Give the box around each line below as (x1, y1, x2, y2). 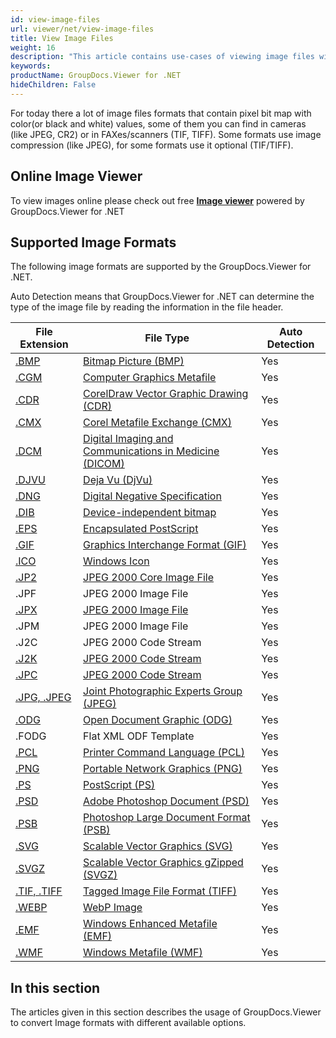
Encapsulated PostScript (83, 522, 199, 536)
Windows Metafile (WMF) (83, 946, 203, 960)
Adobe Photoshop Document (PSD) (83, 794, 250, 808)
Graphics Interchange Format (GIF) (83, 538, 247, 552)
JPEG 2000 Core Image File (83, 571, 214, 585)
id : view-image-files (10, 14, 101, 25)
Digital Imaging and (83, 432, 174, 446)
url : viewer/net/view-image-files (10, 24, 155, 34)
